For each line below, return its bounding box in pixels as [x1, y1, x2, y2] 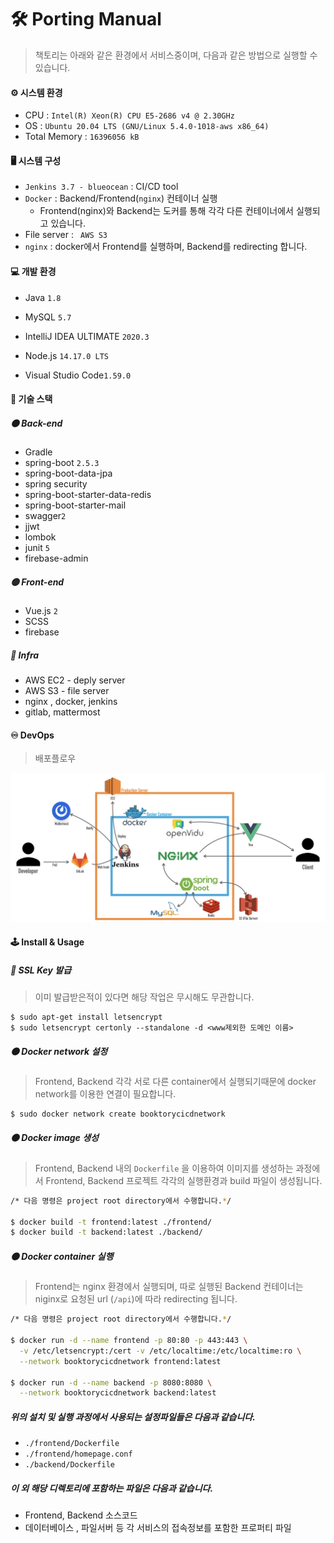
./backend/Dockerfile [24, 1460, 115, 1470]
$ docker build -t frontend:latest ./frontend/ [10, 1217, 213, 1227]
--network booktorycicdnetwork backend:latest [19, 1388, 217, 1398]
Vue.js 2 [24, 605, 58, 617]
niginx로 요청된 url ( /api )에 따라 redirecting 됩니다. [34, 1293, 238, 1305]
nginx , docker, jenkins [24, 696, 118, 708]
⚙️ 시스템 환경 [10, 86, 63, 98]
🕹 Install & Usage [10, 936, 85, 948]
